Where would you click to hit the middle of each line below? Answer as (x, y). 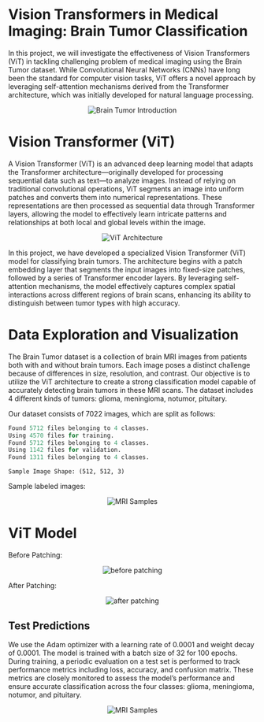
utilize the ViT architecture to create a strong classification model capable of (132, 381)
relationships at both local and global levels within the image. (107, 222)
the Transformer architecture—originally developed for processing (116, 172)
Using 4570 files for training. (61, 435)
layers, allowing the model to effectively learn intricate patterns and (117, 213)
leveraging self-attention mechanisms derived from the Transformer (119, 86)
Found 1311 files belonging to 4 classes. (79, 457)
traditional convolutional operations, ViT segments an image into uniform (126, 189)
